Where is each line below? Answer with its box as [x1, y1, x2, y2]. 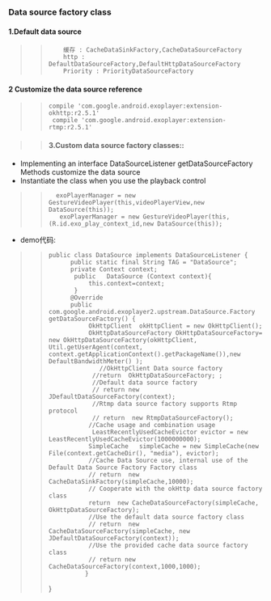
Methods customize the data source [19, 167, 141, 176]
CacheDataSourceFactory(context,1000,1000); [48, 562, 201, 570]
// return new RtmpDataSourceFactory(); [91, 413, 234, 422]
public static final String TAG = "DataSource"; [70, 258, 237, 266]
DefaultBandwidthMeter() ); [48, 357, 143, 366]
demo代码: [19, 235, 57, 244]
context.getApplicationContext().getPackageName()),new [48, 350, 241, 358]
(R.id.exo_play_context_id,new [48, 219, 155, 228]
